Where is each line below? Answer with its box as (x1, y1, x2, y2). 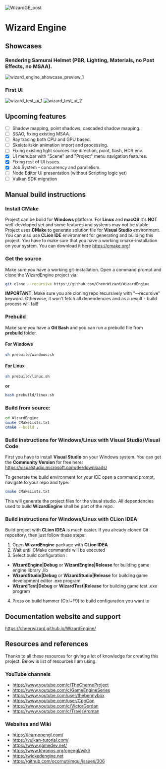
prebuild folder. (5, 330, 37, 336)
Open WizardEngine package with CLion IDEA (12, 542, 108, 548)
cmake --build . (5, 425, 39, 430)
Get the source (5, 256, 42, 262)
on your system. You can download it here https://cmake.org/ (5, 243, 130, 249)
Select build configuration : (12, 552, 68, 558)
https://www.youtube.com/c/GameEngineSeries (12, 687, 111, 693)
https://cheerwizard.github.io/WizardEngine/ (5, 626, 96, 631)
